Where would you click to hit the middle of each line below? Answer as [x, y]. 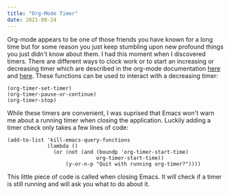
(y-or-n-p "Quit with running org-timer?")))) [133, 164]
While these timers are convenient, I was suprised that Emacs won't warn [111, 113]
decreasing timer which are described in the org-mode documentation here [114, 68]
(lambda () [62, 146]
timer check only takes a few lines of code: [68, 127]
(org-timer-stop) [32, 100]
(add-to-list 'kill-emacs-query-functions [69, 140]
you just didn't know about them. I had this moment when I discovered [106, 54]
